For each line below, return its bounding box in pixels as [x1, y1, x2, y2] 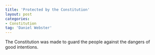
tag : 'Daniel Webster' [5, 26, 52, 30]
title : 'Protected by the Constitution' [5, 7, 90, 12]
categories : [5, 16, 30, 21]
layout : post [5, 12, 32, 17]
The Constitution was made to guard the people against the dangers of [5, 39, 151, 45]
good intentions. [5, 44, 39, 50]
